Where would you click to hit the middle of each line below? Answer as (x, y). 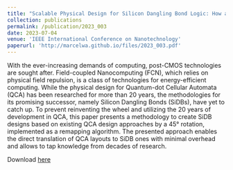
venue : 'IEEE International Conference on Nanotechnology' (94, 39)
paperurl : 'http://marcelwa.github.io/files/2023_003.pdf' (94, 46)
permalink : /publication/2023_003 (57, 26)
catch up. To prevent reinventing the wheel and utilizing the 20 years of (109, 109)
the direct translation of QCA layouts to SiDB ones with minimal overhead (111, 139)
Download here (29, 159)
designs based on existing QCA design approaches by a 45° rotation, (106, 124)
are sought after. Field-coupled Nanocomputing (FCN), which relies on (108, 73)
